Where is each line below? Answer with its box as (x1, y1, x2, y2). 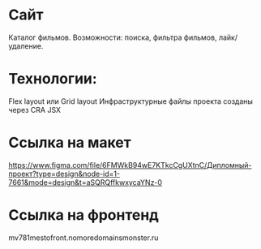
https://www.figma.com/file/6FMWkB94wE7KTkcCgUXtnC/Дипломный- (8, 160, 253, 170)
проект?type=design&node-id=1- (8, 169, 120, 178)
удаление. (8, 41, 44, 50)
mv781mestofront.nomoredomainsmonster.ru (8, 233, 159, 243)
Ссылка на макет (8, 134, 131, 152)
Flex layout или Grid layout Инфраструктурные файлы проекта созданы (8, 96, 254, 106)
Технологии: (8, 70, 97, 88)
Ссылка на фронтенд (8, 206, 160, 224)
